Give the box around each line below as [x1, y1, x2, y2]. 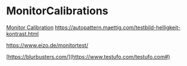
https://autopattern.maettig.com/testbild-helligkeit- [55, 24, 181, 31]
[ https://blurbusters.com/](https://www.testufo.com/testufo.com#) [6, 53, 171, 60]
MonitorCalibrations [6, 4, 109, 18]
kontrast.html [6, 30, 39, 37]
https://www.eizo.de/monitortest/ [6, 42, 89, 49]
